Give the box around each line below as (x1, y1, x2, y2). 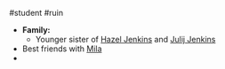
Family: (21, 25, 51, 34)
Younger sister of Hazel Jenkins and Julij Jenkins (35, 34, 216, 44)
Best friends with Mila (21, 43, 102, 54)
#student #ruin (9, 8, 64, 18)
